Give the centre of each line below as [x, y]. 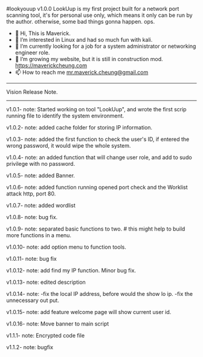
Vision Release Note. [32, 92]
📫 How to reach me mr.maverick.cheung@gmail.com [82, 72]
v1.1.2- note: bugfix [30, 347]
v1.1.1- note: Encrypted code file [46, 336]
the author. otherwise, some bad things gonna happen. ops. [81, 21]
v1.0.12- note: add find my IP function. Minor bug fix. [71, 270]
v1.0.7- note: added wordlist [41, 205]
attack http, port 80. [31, 194]
